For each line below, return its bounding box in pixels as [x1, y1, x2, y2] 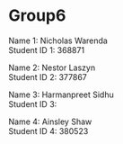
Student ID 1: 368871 [8, 44, 85, 55]
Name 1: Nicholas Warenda [8, 35, 109, 46]
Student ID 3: [8, 98, 57, 109]
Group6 [8, 5, 66, 26]
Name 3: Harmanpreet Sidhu [8, 89, 114, 100]
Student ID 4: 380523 [8, 125, 89, 136]
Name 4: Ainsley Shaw [8, 116, 92, 127]
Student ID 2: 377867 [8, 71, 87, 82]
